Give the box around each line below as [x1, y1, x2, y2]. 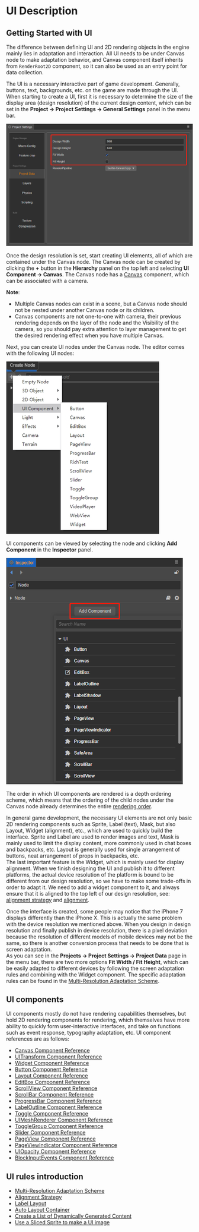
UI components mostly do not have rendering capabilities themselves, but [6, 1010, 187, 1017]
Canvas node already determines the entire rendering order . [6, 802, 153, 809]
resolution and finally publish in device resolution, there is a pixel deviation [6, 927, 188, 934]
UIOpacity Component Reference [14, 1148, 96, 1155]
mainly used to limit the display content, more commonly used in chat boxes [6, 839, 191, 846]
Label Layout [14, 1200, 47, 1207]
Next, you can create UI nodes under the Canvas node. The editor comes [6, 343, 185, 350]
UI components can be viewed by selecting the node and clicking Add [6, 540, 178, 547]
